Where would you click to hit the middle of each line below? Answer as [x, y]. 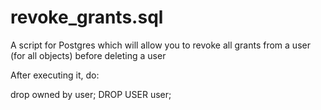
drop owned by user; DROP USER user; [91, 94]
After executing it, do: [55, 75]
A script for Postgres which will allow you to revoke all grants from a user [160, 45]
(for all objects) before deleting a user [88, 55]
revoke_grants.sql [87, 17]
